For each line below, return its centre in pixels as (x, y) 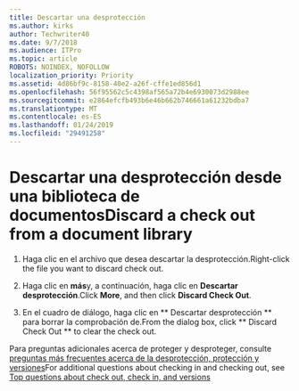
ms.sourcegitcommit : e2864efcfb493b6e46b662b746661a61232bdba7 (129, 100)
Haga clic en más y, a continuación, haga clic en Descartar (130, 285)
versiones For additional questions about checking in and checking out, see (147, 367)
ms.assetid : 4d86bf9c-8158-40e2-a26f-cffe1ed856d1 (105, 84)
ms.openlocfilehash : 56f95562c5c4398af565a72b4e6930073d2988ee (129, 92)
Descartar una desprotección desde (146, 178)
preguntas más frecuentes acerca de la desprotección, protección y (134, 358)
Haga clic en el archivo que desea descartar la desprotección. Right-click (156, 258)
